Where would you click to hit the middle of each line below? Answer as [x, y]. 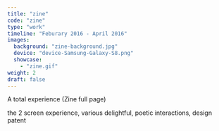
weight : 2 [22, 73]
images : [19, 40]
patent [17, 120]
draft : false [26, 79]
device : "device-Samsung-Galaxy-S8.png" [74, 54]
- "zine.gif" [39, 66]
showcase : [28, 60]
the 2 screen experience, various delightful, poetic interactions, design [110, 113]
